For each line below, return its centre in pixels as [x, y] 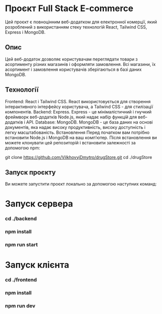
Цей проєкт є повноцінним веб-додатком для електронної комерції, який [81, 22]
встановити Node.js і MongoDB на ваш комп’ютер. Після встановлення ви [81, 137]
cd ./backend [21, 219]
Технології [22, 90]
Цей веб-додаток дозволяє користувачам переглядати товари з [71, 59]
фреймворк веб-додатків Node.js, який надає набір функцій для [71, 117]
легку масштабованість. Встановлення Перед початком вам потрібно [77, 132]
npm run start [21, 245]
